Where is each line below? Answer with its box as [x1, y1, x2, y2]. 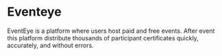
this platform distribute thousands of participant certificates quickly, [7, 33, 199, 42]
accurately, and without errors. [7, 41, 94, 49]
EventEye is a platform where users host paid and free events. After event [7, 27, 215, 35]
